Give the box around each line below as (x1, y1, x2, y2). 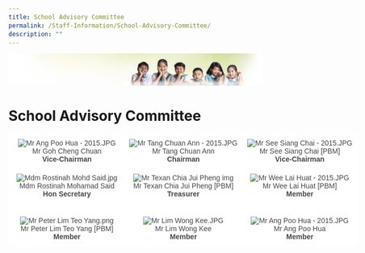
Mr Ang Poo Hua (273, 224, 326, 234)
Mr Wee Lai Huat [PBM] (262, 181, 338, 191)
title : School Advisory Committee (8, 13, 125, 21)
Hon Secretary (43, 189, 91, 199)
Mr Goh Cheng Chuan (31, 147, 103, 156)
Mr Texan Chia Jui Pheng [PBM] (132, 181, 234, 191)
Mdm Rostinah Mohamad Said (19, 181, 115, 191)
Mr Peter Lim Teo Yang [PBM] (20, 224, 114, 234)
